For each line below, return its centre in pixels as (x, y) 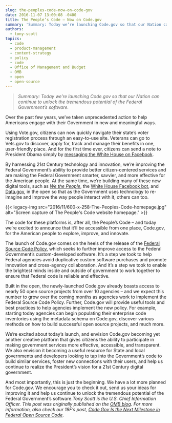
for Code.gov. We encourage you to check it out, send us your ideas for (81, 388)
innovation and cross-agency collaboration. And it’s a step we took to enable (86, 265)
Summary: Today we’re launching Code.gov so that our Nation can (89, 96)
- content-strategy (31, 53)
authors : (15, 29)
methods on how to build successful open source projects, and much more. (85, 324)
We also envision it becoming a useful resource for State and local (75, 350)
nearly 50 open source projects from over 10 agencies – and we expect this (85, 291)
